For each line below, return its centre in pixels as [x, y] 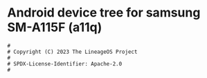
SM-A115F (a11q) [55, 27]
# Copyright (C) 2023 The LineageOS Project [72, 52]
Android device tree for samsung [104, 13]
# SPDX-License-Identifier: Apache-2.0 [65, 64]
